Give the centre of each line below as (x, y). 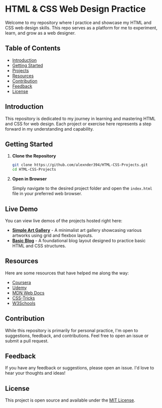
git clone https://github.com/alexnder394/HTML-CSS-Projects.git (80, 165)
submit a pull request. (27, 340)
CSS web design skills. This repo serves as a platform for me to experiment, (81, 27)
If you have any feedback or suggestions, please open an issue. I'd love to (80, 368)
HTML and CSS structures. (39, 246)
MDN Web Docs (28, 293)
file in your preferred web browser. (47, 194)
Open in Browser (30, 179)
